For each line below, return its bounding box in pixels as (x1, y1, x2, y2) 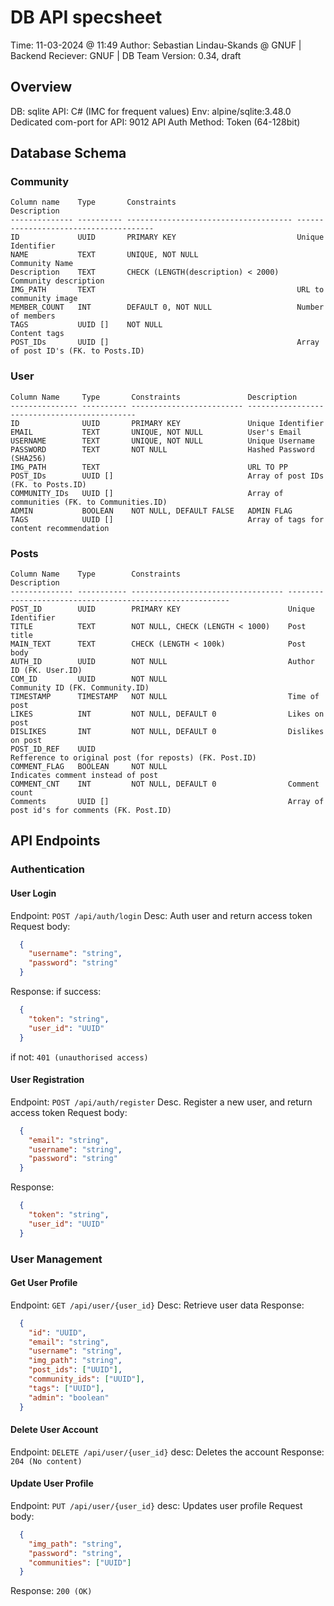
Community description (10, 276, 105, 286)
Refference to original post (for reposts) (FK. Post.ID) (10, 753, 257, 763)
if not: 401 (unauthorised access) (10, 1051, 149, 1063)
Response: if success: (10, 986, 102, 998)
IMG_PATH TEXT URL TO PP (10, 462, 288, 472)
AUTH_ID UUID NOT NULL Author (10, 657, 315, 667)
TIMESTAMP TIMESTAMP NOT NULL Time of (10, 692, 320, 702)
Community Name (10, 259, 74, 269)
